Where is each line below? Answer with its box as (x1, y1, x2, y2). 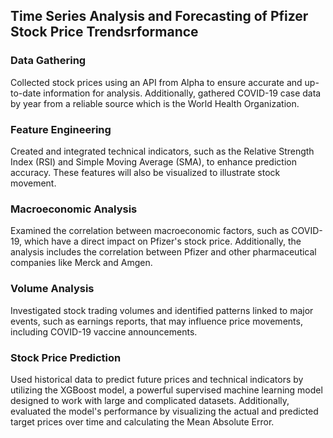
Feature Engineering (10, 122, 112, 136)
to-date (10, 87, 42, 99)
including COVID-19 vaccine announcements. (10, 325, 198, 338)
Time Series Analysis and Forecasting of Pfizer (10, 8, 309, 25)
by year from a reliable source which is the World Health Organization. (10, 97, 300, 109)
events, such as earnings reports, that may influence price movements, (10, 315, 303, 327)
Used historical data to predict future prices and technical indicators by (10, 373, 304, 385)
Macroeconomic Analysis (10, 202, 138, 216)
